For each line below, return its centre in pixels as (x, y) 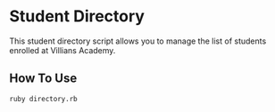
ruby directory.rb (43, 99)
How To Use (43, 79)
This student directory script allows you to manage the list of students (138, 41)
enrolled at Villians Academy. (62, 50)
